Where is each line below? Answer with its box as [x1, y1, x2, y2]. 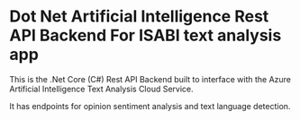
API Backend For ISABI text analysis [9, 25, 282, 46]
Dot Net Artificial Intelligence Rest [9, 6, 269, 27]
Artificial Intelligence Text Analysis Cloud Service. [9, 83, 194, 94]
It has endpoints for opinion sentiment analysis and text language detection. [9, 100, 291, 111]
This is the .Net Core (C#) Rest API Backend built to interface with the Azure [9, 73, 291, 84]
